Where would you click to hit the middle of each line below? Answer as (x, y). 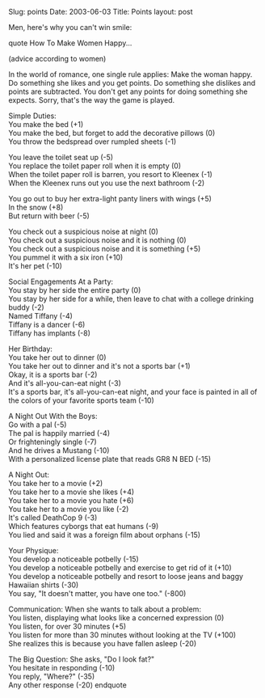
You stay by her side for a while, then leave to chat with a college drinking (131, 299)
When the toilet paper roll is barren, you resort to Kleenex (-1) (110, 174)
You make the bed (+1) (46, 124)
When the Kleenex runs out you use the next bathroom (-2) (107, 183)
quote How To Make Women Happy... (70, 43)
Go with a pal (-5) (38, 425)
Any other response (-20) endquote (67, 685)
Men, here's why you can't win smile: (70, 27)
